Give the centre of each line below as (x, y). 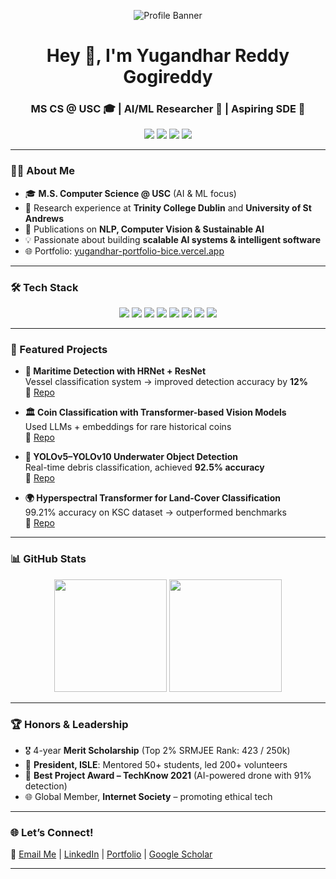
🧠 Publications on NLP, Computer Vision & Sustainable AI (144, 229)
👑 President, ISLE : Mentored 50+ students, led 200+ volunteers (156, 764)
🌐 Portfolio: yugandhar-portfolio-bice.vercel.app (124, 251)
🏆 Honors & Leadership (69, 724)
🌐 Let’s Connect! (52, 832)
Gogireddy (168, 77)
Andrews (44, 218)
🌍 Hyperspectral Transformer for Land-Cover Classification (152, 498)
